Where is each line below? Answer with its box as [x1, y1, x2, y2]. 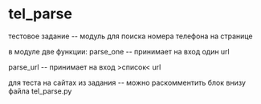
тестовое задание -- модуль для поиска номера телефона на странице [8, 31, 253, 41]
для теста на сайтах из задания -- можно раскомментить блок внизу [8, 78, 247, 87]
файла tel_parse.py [8, 86, 72, 96]
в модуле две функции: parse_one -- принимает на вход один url [8, 46, 230, 56]
